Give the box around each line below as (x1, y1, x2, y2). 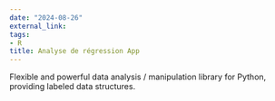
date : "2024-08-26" (9, 13, 83, 23)
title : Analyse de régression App (9, 47, 141, 56)
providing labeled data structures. (9, 81, 136, 92)
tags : (9, 30, 30, 39)
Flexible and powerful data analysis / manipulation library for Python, (9, 71, 267, 82)
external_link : (9, 22, 67, 31)
